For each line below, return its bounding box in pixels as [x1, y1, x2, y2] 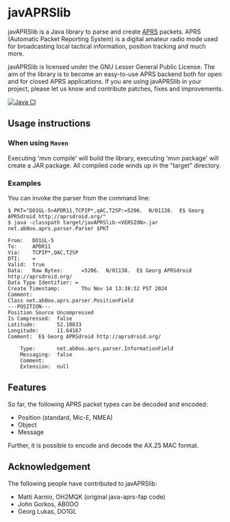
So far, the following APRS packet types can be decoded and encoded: [8, 400, 208, 408]
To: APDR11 [8, 243, 51, 250]
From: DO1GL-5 [8, 237, 54, 244]
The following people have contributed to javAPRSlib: [8, 479, 157, 488]
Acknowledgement [8, 461, 91, 473]
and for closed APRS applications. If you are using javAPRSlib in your [8, 77, 202, 85]
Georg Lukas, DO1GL [17, 507, 77, 515]
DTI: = [8, 255, 36, 262]
